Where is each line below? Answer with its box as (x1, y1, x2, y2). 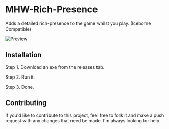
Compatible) (5, 25, 32, 32)
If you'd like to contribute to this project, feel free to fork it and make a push (5, 112, 164, 118)
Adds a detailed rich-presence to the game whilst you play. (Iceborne (5, 20, 151, 27)
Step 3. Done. (5, 84, 34, 90)
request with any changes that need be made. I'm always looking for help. (5, 117, 161, 123)
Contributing (5, 98, 47, 108)
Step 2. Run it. (5, 74, 35, 80)
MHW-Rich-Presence (5, 4, 98, 15)
